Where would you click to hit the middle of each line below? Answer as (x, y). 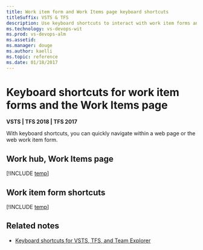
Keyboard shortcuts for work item (93, 92)
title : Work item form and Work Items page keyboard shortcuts (88, 12)
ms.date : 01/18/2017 (32, 62)
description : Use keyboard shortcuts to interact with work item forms (98, 23)
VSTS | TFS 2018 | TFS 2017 (42, 122)
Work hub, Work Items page (60, 159)
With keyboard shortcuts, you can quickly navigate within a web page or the (101, 133)
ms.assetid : (21, 40)
